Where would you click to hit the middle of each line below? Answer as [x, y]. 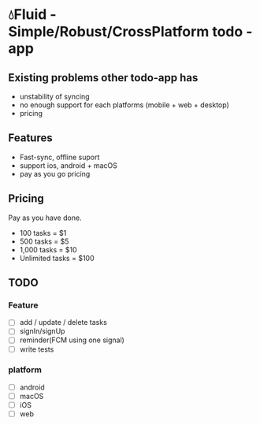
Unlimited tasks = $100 [57, 258]
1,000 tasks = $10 [48, 249]
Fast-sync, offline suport [59, 157]
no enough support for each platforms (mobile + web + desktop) [124, 105]
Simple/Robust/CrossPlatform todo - [130, 32]
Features [30, 138]
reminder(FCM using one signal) [72, 340]
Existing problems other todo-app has [103, 78]
